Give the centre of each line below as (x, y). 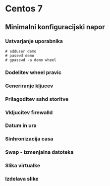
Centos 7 (24, 9)
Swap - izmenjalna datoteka (39, 152)
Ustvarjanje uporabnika (34, 41)
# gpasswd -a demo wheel (31, 60)
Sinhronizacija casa (29, 139)
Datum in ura (21, 125)
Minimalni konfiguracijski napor (55, 27)
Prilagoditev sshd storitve (37, 99)
